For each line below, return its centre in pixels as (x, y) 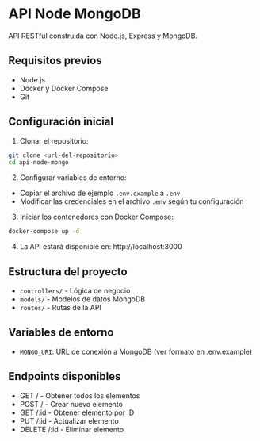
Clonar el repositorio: (54, 140)
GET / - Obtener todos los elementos (80, 395)
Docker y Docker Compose (64, 88)
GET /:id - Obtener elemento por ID (77, 412)
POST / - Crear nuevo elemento (71, 404)
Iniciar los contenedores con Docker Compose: (97, 217)
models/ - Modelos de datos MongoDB (82, 299)
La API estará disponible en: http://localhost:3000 (101, 247)
